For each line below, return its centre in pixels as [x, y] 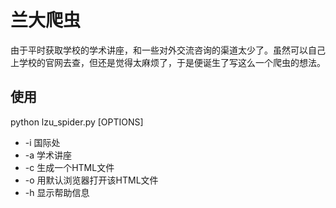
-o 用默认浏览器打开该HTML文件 [91, 180]
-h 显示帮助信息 [57, 192]
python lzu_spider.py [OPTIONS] [77, 122]
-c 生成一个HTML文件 [69, 167]
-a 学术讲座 [48, 155]
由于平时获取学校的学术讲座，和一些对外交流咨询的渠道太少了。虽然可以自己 [168, 50]
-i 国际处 [42, 142]
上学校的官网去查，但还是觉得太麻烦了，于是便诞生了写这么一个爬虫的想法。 [168, 62]
